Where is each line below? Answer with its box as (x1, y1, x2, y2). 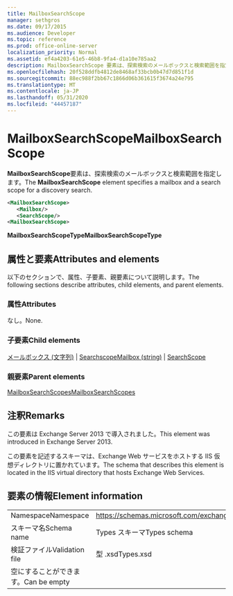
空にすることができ (10, 566, 74, 576)
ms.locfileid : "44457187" (7, 101, 82, 108)
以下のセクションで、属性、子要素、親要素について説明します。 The (7, 273, 200, 282)
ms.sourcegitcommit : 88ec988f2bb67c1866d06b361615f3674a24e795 (7, 74, 194, 82)
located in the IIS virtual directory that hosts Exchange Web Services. (7, 468, 205, 476)
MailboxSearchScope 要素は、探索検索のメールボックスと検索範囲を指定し (7, 169, 222, 177)
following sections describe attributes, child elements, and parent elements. (7, 281, 224, 289)
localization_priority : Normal (7, 49, 98, 56)
